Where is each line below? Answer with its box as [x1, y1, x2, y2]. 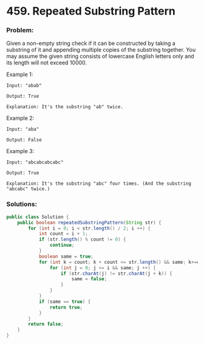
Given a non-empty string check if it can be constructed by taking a [6, 40, 176, 47]
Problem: [6, 26, 34, 35]
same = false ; [71, 276, 107, 282]
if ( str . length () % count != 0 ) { [38, 236, 126, 243]
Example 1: [6, 71, 33, 78]
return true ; [49, 304, 83, 311]
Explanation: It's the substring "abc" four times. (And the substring [6, 181, 191, 187]
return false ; [28, 321, 64, 328]
